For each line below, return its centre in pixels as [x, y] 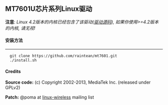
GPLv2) [13, 88]
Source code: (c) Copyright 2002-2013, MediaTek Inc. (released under [78, 82]
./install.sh [23, 60]
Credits [13, 71]
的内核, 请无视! [20, 28]
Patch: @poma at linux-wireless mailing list [49, 97]
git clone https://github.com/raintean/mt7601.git [63, 56]
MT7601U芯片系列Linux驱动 [49, 9]
